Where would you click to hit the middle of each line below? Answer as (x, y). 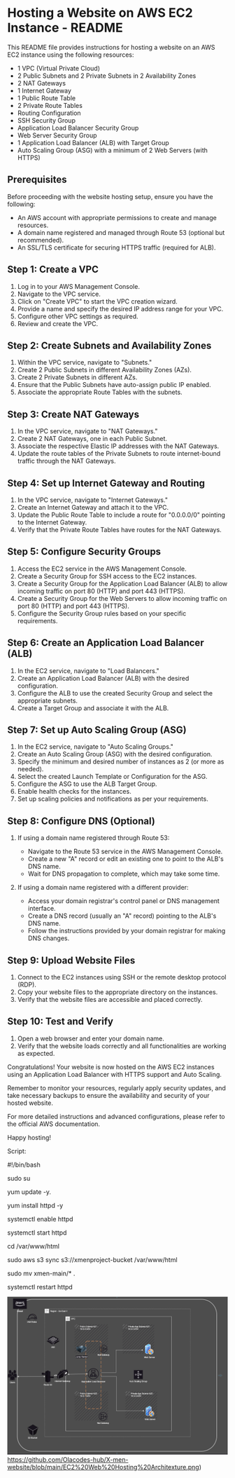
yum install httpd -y (35, 1205)
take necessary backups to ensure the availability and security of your (108, 1095)
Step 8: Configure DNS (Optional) (81, 821)
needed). (30, 769)
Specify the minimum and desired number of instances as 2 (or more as (121, 761)
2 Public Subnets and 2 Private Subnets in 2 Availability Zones (107, 76)
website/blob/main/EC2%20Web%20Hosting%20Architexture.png (103, 1467)
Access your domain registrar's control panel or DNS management (124, 901)
